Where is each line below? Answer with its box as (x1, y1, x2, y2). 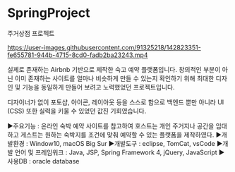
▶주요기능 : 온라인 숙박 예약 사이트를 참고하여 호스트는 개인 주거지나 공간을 (7, 121, 215, 130)
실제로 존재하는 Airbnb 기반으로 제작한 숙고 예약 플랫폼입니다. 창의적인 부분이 (7, 65, 221, 73)
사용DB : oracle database (7, 156, 80, 165)
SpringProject (7, 5, 90, 21)
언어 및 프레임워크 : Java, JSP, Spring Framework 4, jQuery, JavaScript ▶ (14, 148, 225, 156)
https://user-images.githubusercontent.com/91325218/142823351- (7, 43, 201, 51)
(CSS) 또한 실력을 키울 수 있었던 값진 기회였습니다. (7, 106, 147, 115)
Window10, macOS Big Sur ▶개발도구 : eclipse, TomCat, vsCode (29, 139, 215, 147)
